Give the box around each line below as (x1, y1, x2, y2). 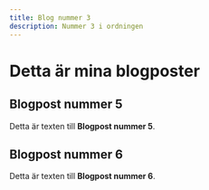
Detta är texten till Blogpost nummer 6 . (9, 171, 156, 182)
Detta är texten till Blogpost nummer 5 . (9, 120, 156, 131)
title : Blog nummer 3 (9, 13, 91, 23)
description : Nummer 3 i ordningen (9, 22, 144, 31)
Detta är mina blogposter (9, 61, 201, 81)
